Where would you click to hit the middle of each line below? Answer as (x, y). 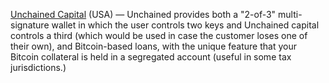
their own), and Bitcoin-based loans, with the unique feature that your (153, 46)
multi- (290, 14)
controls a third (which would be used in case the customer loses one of (159, 35)
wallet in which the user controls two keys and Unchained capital (185, 25)
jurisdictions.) (38, 67)
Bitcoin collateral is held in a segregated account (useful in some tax (151, 57)
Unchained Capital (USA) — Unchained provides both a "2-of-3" (143, 14)
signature (30, 25)
